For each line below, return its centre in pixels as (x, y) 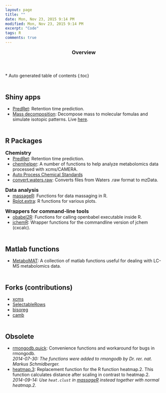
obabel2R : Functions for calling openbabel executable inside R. (77, 217)
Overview (84, 52)
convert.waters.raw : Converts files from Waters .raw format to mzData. (85, 180)
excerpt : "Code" (22, 28)
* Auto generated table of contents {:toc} (47, 75)
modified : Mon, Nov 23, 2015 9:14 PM (44, 24)
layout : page (19, 10)
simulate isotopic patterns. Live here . (50, 119)
